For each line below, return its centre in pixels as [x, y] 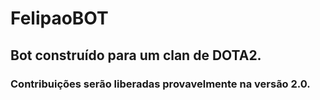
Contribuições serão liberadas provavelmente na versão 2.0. [160, 84]
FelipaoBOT [59, 18]
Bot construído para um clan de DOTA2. [136, 55]
